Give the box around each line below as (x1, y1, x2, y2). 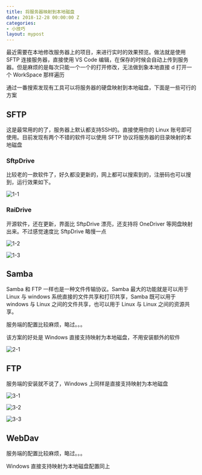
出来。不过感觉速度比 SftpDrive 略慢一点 (6, 227, 107, 235)
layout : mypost (6, 31, 45, 37)
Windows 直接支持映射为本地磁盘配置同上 (6, 462, 110, 470)
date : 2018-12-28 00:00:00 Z (6, 14, 80, 20)
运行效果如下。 (16, 178, 54, 186)
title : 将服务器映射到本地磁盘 (6, 8, 75, 15)
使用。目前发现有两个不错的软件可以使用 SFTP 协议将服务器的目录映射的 (6, 133, 187, 140)
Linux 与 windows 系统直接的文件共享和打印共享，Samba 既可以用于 (6, 293, 176, 300)
